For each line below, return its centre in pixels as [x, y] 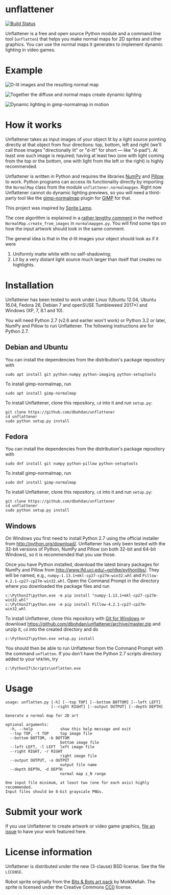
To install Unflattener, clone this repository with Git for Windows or [75, 618]
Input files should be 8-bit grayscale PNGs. [54, 792]
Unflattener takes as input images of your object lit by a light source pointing [86, 139]
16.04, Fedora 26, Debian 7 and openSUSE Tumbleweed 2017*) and [76, 305]
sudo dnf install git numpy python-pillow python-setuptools [72, 464]
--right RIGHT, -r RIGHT [36, 752]
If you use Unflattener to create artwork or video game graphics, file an [80, 826]
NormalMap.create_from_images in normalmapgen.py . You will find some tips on [86, 223]
